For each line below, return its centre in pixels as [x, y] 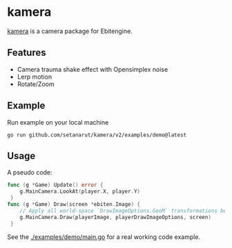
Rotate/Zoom [36, 84]
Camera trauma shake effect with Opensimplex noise [93, 69]
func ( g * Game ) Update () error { [55, 185]
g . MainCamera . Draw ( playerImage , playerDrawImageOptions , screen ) [116, 217]
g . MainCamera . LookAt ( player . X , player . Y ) [80, 192]
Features [27, 53]
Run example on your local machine [58, 122]
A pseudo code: [30, 172]
